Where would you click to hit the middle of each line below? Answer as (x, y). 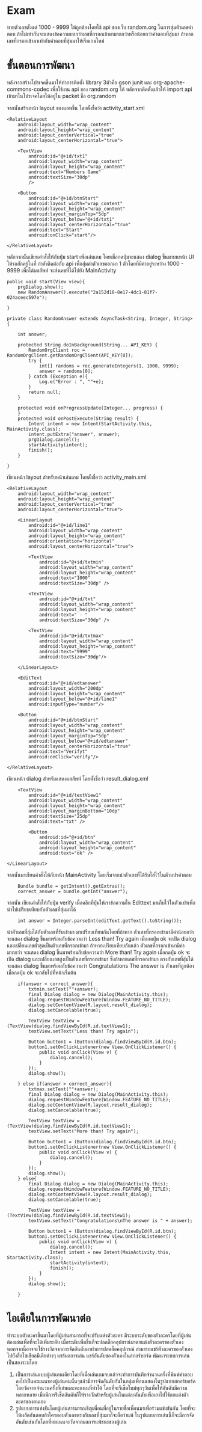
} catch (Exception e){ (58, 376)
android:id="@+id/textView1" (65, 795)
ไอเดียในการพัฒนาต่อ (49, 1318)
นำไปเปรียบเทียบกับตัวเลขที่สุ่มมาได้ (41, 909)
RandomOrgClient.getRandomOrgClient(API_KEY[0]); (70, 355)
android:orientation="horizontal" (72, 541)
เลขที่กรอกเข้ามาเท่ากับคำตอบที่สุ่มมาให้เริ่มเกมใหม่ (56, 40)
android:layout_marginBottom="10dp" (74, 811)
